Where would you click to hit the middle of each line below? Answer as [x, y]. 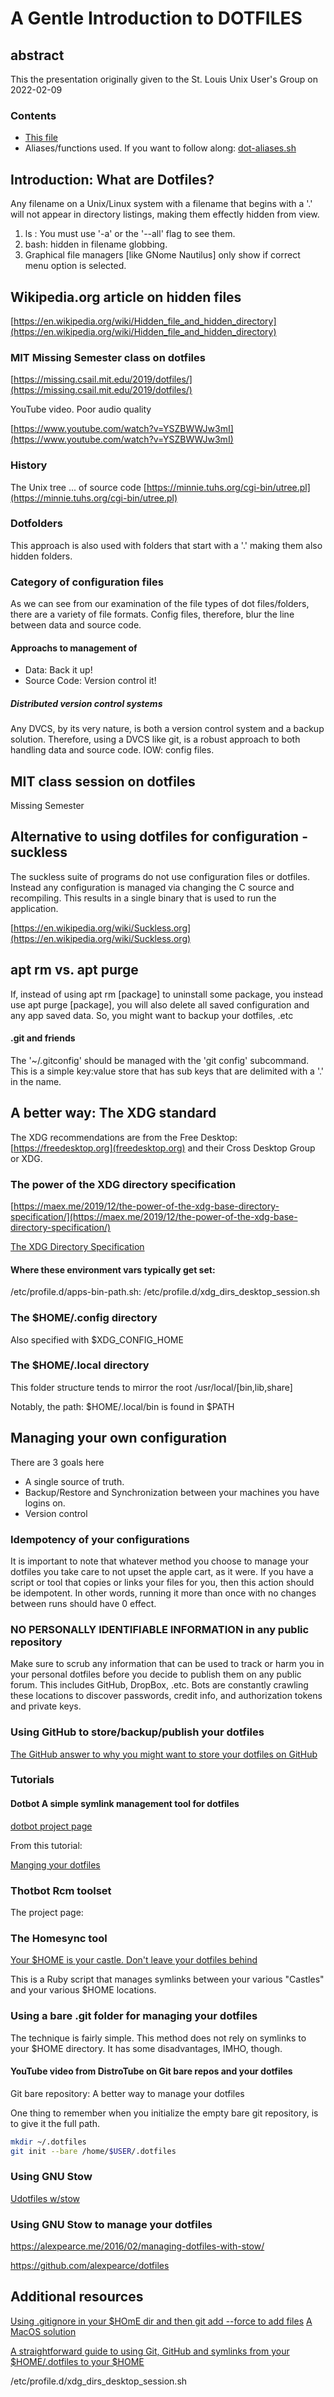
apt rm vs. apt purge [74, 970]
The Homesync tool [59, 1938]
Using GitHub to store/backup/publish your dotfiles [137, 1732]
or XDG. [26, 1158]
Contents [33, 115]
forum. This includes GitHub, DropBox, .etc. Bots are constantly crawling [159, 1685]
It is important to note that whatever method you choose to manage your [159, 1561]
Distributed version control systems [86, 703]
